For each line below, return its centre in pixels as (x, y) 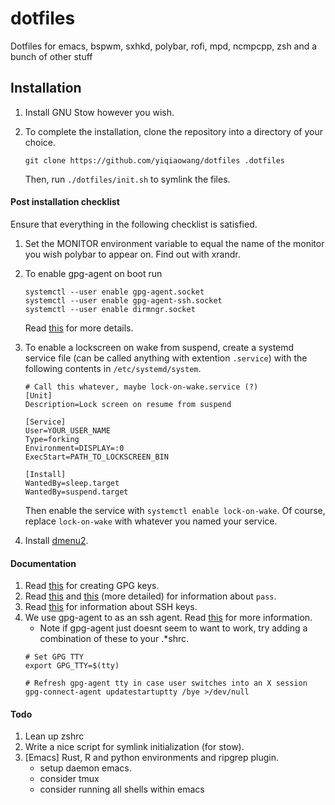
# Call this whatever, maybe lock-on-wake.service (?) (141, 387)
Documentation (43, 563)
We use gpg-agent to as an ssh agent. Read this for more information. (168, 618)
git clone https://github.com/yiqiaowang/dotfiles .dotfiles (155, 160)
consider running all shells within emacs (122, 789)
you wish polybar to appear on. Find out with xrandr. (132, 254)
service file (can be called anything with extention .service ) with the (166, 358)
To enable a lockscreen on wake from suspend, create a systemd (159, 347)
